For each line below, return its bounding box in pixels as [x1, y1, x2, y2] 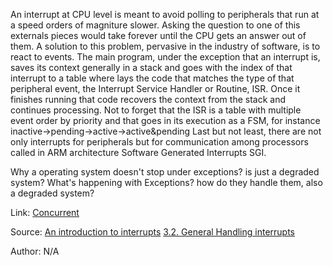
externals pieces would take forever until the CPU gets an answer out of [10, 30, 307, 41]
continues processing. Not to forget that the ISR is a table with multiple [10, 104, 302, 116]
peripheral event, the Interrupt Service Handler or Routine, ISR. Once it [10, 83, 301, 94]
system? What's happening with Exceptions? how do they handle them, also [10, 177, 323, 188]
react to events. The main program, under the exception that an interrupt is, [10, 51, 321, 63]
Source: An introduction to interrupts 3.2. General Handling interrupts [10, 226, 295, 238]
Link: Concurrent [10, 207, 80, 218]
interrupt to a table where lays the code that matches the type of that [10, 72, 295, 84]
